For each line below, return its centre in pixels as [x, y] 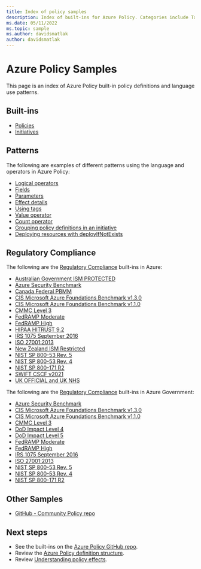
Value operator [33, 215]
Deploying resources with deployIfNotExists [69, 234]
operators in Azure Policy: [38, 171]
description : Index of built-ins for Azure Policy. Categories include [97, 17]
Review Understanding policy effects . [61, 559]
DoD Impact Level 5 [39, 435]
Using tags [28, 208]
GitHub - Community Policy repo [55, 513]
